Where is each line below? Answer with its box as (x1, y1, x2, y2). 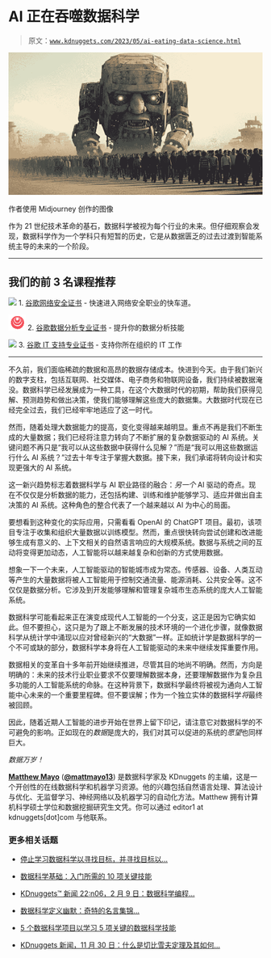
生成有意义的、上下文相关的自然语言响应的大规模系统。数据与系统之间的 (15, 537, 256, 547)
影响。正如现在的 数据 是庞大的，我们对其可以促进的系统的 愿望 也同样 (35, 727, 263, 736)
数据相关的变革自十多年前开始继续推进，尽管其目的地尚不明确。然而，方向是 (8, 660, 263, 669)
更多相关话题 (8, 834, 59, 846)
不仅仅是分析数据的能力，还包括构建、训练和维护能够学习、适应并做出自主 (15, 490, 263, 500)
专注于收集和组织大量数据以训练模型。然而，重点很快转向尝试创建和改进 (15, 527, 256, 537)
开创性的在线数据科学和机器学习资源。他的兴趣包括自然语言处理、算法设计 (15, 782, 263, 791)
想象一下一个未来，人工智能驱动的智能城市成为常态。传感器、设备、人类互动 (8, 564, 263, 574)
